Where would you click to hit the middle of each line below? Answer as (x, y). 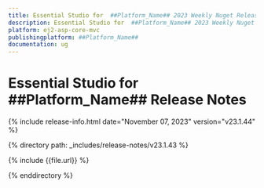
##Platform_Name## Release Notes (127, 100)
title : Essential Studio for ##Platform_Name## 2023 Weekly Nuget (121, 15)
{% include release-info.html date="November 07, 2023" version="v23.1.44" (132, 121)
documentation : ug (38, 45)
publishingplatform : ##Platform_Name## (73, 37)
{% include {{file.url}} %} (49, 161)
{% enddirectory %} (40, 175)
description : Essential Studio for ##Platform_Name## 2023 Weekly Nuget (132, 23)
